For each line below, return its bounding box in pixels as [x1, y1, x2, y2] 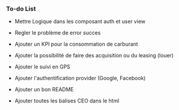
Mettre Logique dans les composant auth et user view [14, 18, 145, 25]
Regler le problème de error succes [14, 29, 101, 36]
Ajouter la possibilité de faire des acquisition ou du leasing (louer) [14, 52, 174, 59]
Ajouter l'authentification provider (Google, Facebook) [14, 75, 146, 82]
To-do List [6, 5, 37, 13]
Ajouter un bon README [14, 86, 74, 93]
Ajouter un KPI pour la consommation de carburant [14, 40, 138, 48]
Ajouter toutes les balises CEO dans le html [14, 97, 120, 104]
